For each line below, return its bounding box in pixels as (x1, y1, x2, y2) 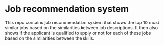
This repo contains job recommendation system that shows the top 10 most (5, 20, 159, 25)
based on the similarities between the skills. (5, 35, 95, 41)
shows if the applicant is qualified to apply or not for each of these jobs (5, 30, 151, 36)
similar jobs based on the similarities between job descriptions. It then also (5, 24, 158, 30)
